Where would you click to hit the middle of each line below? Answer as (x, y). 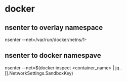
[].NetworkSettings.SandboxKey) (39, 73)
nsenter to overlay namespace (54, 28)
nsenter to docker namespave (53, 55)
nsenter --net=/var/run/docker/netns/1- (46, 39)
